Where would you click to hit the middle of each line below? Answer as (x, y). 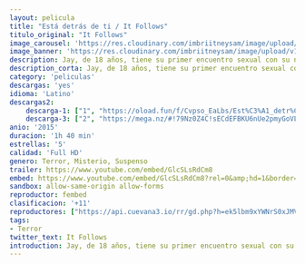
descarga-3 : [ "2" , (60, 119)
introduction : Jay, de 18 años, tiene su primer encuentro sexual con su (152, 246)
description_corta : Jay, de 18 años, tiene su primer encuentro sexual (148, 69)
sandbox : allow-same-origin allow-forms (87, 187)
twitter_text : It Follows (58, 237)
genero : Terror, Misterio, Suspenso (79, 161)
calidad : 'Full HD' (46, 152)
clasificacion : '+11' (50, 204)
